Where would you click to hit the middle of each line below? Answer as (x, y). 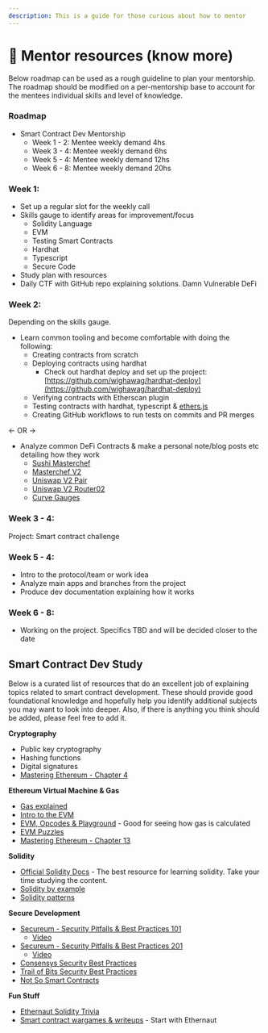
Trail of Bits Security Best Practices (78, 972)
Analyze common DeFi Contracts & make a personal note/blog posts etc (139, 446)
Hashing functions (50, 758)
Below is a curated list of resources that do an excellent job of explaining (129, 684)
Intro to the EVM (47, 815)
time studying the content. (64, 880)
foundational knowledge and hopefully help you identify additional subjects (133, 701)
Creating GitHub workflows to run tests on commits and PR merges (143, 415)
